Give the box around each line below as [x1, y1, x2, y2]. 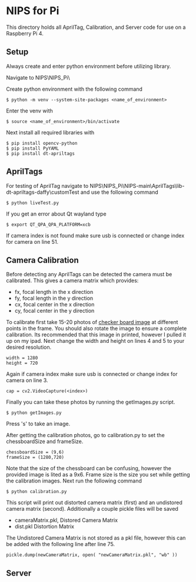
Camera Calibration [6, 255, 79, 265]
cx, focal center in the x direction [14, 301, 95, 308]
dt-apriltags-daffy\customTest [6, 189, 79, 196]
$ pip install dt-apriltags [6, 150, 75, 157]
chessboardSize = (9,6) [6, 449, 65, 455]
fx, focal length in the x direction [14, 289, 94, 296]
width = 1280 [6, 355, 38, 361]
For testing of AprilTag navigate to [6, 182, 89, 189]
